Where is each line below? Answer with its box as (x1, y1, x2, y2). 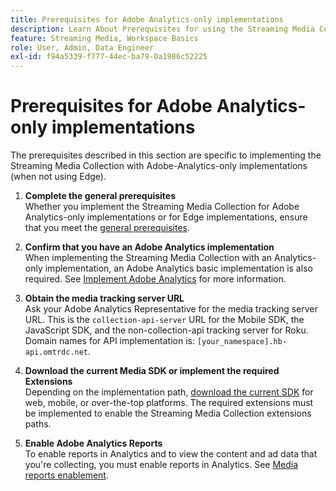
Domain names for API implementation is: (24, 335, 195, 347)
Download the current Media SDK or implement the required (24, 365, 280, 377)
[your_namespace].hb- (196, 337, 288, 347)
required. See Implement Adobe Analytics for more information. (24, 273, 287, 285)
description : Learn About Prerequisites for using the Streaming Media (10, 24, 315, 34)
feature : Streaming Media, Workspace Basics (10, 33, 199, 43)
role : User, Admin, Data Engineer (10, 42, 155, 53)
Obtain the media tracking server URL (24, 292, 185, 305)
